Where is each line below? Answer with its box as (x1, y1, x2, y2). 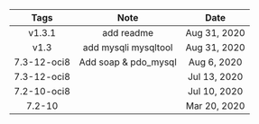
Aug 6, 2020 (188, 56, 243, 68)
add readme (102, 27, 154, 39)
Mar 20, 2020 (185, 100, 245, 111)
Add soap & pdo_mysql (79, 56, 178, 68)
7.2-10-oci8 (14, 85, 70, 97)
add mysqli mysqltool (82, 41, 173, 53)
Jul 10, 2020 (188, 85, 244, 97)
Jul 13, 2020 (188, 71, 244, 83)
